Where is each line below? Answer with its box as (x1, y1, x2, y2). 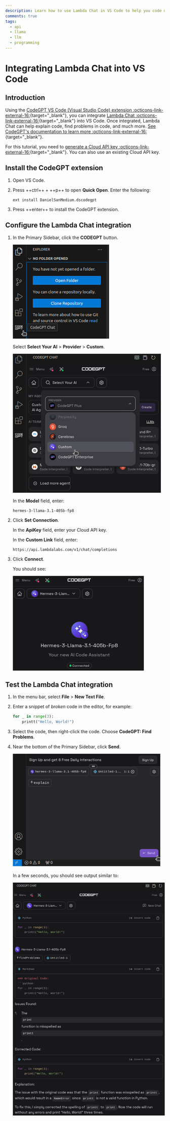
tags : (5, 19, 17, 24)
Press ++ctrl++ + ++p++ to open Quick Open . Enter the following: (12, 187, 151, 193)
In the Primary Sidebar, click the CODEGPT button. (12, 234, 118, 241)
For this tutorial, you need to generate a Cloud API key (5, 143, 118, 149)
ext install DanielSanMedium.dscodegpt (12, 197, 97, 203)
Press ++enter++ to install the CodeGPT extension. (12, 206, 119, 212)
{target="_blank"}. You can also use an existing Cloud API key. (30, 149, 160, 155)
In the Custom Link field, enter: (12, 537, 78, 543)
